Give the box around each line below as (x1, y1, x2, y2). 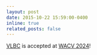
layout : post (6, 8, 39, 15)
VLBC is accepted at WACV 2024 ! (6, 42, 91, 50)
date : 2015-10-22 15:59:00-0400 (6, 15, 88, 21)
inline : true (6, 20, 39, 26)
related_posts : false (6, 25, 61, 32)
